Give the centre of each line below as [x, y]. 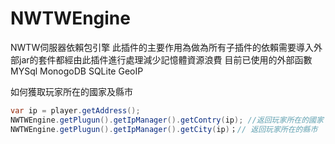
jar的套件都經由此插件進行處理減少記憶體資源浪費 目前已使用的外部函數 [165, 59]
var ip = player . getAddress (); [75, 110]
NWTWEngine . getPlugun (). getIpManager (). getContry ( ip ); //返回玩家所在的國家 [167, 120]
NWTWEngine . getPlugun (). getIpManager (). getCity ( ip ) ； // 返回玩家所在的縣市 [164, 129]
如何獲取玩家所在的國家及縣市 [71, 91]
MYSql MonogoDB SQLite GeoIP [77, 71]
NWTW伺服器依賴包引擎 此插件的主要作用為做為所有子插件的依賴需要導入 [162, 47]
